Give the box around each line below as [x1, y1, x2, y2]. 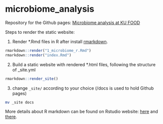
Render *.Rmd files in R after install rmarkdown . [12, 38, 108, 45]
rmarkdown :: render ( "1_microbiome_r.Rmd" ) [5, 48, 92, 53]
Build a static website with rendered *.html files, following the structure [12, 61, 156, 67]
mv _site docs [5, 99, 34, 105]
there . [5, 114, 17, 120]
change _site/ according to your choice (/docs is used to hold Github [12, 85, 154, 91]
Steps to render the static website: [5, 29, 75, 35]
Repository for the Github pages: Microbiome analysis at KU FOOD [5, 20, 140, 25]
